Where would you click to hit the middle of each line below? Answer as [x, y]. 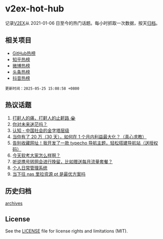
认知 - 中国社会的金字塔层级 [41, 130]
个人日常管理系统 [30, 168]
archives [14, 203]
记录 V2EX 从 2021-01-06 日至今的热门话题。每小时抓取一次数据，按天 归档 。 [83, 23]
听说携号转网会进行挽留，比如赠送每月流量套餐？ [62, 161]
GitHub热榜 [24, 53]
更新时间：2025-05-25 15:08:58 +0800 [42, 88]
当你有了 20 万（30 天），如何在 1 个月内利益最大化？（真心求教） [80, 136]
